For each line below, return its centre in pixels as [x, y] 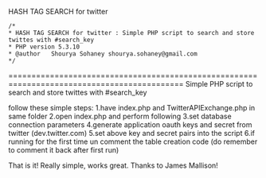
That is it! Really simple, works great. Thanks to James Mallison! [113, 165]
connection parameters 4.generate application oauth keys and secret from [130, 125]
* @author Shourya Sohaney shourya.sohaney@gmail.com [103, 54]
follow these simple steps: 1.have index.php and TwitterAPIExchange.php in [132, 108]
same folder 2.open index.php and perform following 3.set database [120, 116]
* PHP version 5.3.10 [44, 47]
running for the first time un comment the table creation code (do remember [133, 141]
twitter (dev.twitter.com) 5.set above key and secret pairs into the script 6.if [131, 133]
